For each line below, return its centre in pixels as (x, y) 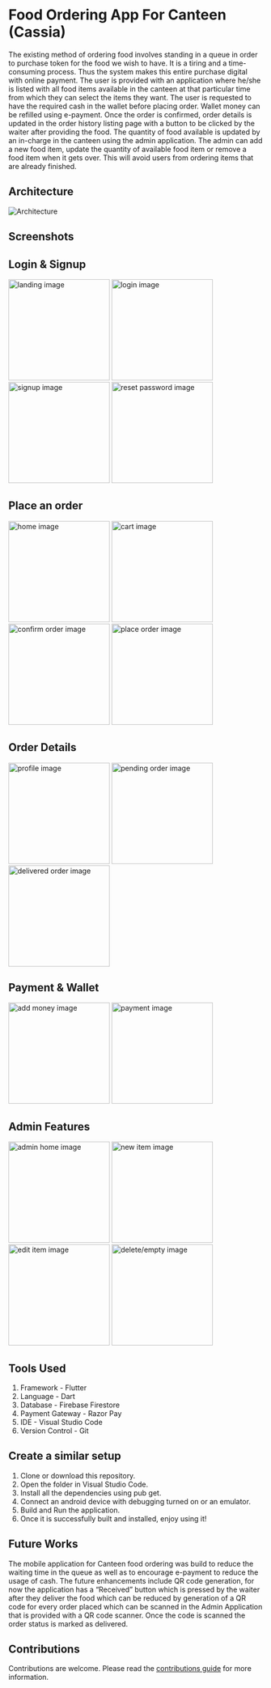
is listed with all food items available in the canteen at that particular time (129, 89)
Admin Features (49, 1126)
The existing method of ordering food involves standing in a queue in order (133, 54)
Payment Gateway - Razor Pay (71, 1414)
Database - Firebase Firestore (70, 1405)
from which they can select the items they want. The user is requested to (130, 97)
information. (29, 1677)
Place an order (46, 506)
